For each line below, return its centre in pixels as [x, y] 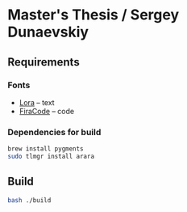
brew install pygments [46, 149]
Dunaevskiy [48, 32]
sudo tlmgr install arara [51, 157]
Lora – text [37, 102]
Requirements [44, 62]
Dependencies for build [54, 132]
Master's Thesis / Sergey [93, 15]
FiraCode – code [46, 111]
